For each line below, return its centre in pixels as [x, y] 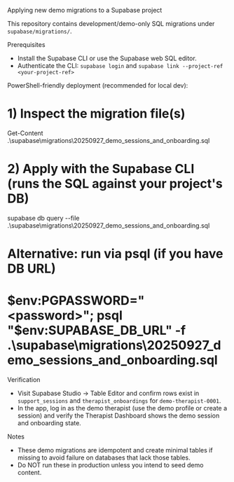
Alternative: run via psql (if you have [115, 254]
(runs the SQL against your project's [115, 184]
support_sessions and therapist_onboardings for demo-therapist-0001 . [119, 401]
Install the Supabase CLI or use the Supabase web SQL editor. [107, 58]
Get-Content [25, 133]
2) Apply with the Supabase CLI [101, 169]
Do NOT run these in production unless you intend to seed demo [110, 465]
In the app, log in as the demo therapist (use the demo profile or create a [122, 408]
